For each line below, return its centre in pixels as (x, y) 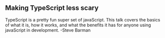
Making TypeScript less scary (52, 8)
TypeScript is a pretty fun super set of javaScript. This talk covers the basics (83, 19)
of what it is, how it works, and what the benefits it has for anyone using (78, 25)
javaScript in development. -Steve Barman (48, 30)
